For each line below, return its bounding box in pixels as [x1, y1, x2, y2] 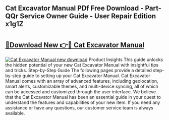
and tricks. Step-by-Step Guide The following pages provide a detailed [5, 68, 152, 73]
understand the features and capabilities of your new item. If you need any [5, 99, 160, 105]
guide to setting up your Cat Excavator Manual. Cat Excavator [22, 73, 150, 79]
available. [5, 110, 25, 116]
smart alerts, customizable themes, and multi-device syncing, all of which [5, 83, 159, 89]
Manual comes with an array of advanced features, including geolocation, [5, 78, 158, 84]
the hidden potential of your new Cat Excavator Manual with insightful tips [5, 62, 159, 68]
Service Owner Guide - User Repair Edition [20, 12, 156, 21]
